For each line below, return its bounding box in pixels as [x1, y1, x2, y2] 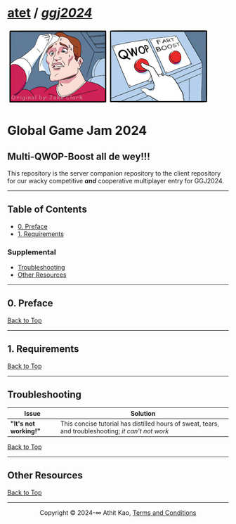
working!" [10, 427, 41, 435]
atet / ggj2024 [7, 5, 93, 21]
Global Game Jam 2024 [7, 123, 147, 138]
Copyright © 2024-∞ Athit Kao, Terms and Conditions [39, 508, 197, 517]
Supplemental [7, 247, 56, 257]
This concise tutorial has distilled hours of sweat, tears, [60, 419, 219, 428]
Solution [130, 409, 156, 417]
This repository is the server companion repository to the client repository [7, 169, 221, 177]
